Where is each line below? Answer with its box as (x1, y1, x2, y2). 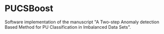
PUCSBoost (4, 3, 54, 14)
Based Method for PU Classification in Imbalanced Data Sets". (4, 24, 131, 30)
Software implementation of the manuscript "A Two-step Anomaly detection (4, 19, 160, 25)
